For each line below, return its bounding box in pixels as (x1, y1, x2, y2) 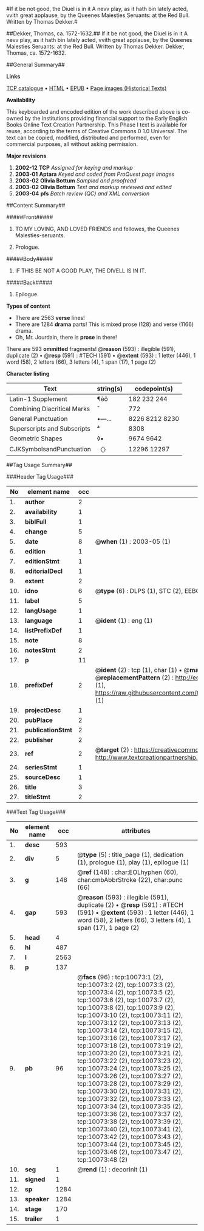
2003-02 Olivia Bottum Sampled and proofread (15, 177, 137, 184)
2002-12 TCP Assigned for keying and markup (15, 164, 134, 171)
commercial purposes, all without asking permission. (6, 140, 138, 148)
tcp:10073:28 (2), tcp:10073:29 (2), (77, 1080, 183, 1087)
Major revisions (6, 152, 47, 159)
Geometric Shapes (9, 434, 63, 443)
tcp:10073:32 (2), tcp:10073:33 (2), (77, 1095, 183, 1103)
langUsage (25, 606, 57, 615)
